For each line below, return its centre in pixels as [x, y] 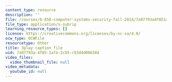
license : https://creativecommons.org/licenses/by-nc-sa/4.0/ [73, 34]
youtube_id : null [28, 72]
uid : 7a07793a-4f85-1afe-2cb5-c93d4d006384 [52, 52]
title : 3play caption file [34, 48]
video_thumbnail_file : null [40, 62]
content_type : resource [31, 10]
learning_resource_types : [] [36, 29]
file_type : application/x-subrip [41, 24]
